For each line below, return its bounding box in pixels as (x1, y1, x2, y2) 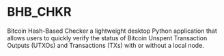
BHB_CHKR (7, 4, 72, 20)
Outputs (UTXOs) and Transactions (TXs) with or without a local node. (7, 41, 205, 49)
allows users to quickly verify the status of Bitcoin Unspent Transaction (7, 33, 208, 42)
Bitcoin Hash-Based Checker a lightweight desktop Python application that (7, 27, 217, 35)
